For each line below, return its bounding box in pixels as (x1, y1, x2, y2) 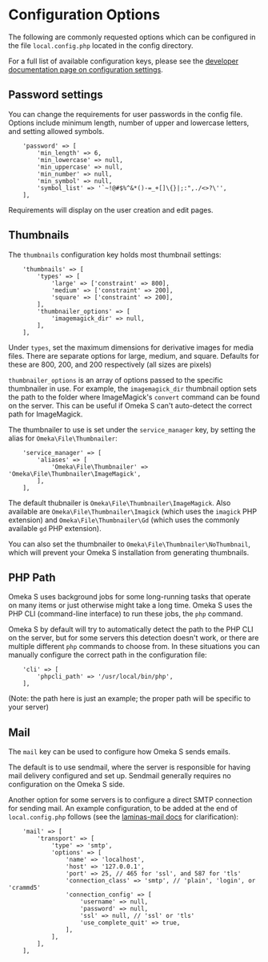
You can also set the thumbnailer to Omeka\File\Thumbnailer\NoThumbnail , (8, 539, 250, 549)
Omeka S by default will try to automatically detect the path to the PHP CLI (8, 624, 254, 635)
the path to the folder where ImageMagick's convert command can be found (8, 392, 260, 402)
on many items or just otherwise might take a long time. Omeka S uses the (8, 600, 253, 611)
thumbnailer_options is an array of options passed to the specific (8, 375, 224, 384)
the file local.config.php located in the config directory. (8, 40, 194, 50)
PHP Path (8, 570, 56, 584)
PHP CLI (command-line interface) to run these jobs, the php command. (8, 609, 243, 619)
